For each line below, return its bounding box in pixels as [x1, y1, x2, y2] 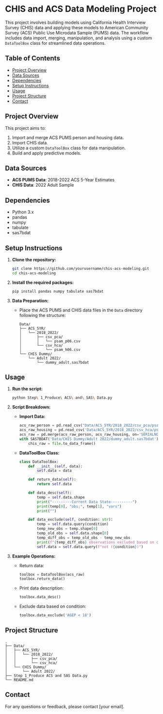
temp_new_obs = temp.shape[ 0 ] [36, 526, 98, 531]
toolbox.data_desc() [19, 594, 61, 600]
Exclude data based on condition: [19, 604, 86, 610]
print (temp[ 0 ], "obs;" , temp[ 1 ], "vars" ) [36, 504, 122, 509]
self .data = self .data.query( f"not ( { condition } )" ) [36, 544, 144, 549]
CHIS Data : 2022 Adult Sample [12, 182, 74, 188]
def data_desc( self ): [28, 490, 72, 495]
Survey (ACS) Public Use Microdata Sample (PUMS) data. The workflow [5, 30, 149, 35]
